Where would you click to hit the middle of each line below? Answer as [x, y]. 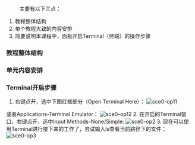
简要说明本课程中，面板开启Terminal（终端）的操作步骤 [83, 36]
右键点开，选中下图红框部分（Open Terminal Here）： [80, 102]
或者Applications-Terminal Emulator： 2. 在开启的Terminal [94, 114]
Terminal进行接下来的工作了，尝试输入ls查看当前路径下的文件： [89, 129]
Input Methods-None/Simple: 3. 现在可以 [118, 122]
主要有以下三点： [40, 9]
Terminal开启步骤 [32, 88]
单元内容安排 [25, 70]
